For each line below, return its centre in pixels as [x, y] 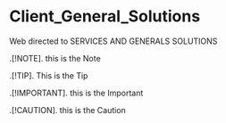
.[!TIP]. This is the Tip [49, 75]
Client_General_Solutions [105, 16]
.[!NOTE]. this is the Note [55, 58]
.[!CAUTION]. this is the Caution [68, 110]
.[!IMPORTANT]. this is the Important [76, 93]
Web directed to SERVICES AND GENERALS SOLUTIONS [113, 41]
